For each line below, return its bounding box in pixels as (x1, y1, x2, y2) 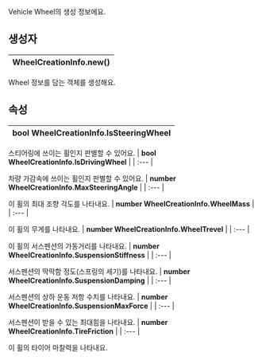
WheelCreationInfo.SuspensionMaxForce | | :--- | (8, 301, 175, 311)
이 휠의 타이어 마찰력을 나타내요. (8, 342, 109, 352)
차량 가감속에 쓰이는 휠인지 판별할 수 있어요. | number (8, 174, 176, 183)
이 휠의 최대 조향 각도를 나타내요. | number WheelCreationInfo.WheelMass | (8, 198, 255, 209)
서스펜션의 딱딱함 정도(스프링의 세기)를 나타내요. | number (8, 266, 191, 276)
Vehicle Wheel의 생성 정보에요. (8, 7, 106, 16)
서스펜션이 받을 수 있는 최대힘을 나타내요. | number (8, 317, 168, 327)
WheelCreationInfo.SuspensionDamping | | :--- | (8, 276, 172, 285)
